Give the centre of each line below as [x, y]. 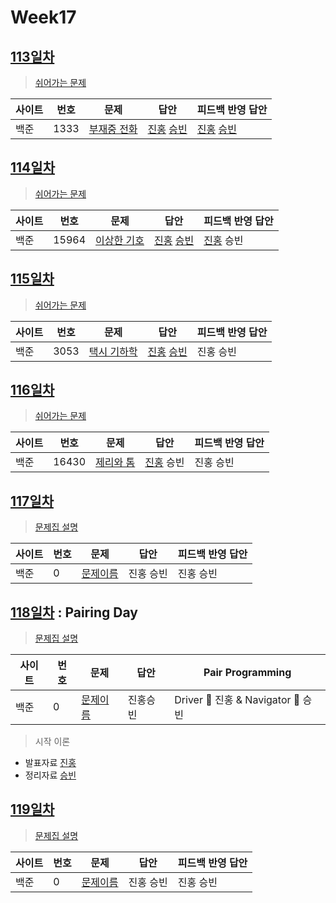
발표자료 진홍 [50, 763]
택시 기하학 [113, 351]
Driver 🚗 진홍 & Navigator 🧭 [237, 700]
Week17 [43, 17]
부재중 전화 [113, 129]
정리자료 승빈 [50, 775]
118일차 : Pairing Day [74, 612]
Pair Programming [247, 673]
